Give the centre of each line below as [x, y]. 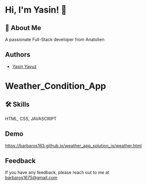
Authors [18, 55]
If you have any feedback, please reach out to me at [57, 172]
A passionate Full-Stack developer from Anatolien [55, 39]
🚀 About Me [23, 28]
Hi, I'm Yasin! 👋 [36, 10]
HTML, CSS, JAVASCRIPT [31, 118]
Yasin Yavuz [24, 66]
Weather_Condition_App [55, 86]
